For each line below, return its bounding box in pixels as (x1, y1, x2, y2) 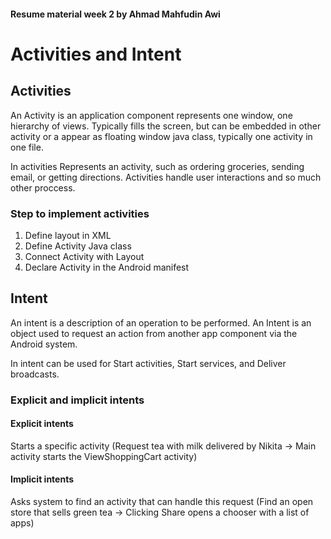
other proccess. (10, 181, 76, 194)
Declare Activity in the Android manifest (24, 261, 190, 273)
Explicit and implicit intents (10, 393, 145, 407)
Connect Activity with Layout (24, 250, 145, 262)
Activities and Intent (10, 43, 182, 65)
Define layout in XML (24, 229, 112, 241)
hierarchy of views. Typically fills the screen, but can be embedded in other (10, 120, 322, 132)
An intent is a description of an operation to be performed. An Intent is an (10, 316, 312, 329)
